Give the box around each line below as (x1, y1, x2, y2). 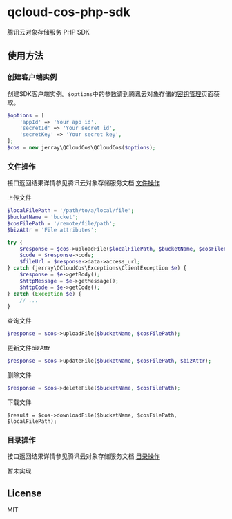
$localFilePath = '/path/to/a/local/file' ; (7, 207, 135, 214)
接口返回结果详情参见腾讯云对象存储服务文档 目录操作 (7, 452, 160, 460)
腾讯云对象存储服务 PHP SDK (7, 28, 90, 36)
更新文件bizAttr (7, 343, 50, 352)
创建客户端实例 (7, 73, 57, 82)
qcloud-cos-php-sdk (7, 4, 130, 20)
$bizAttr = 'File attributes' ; (7, 226, 97, 234)
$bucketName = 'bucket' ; (7, 214, 79, 221)
